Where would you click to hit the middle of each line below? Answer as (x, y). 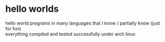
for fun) (13, 28)
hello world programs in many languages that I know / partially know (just (83, 23)
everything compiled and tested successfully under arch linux (70, 34)
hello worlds (32, 9)
